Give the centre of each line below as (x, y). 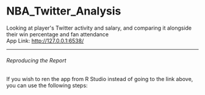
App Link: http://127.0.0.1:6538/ (45, 41)
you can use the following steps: (47, 85)
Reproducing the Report (36, 60)
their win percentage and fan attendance (57, 34)
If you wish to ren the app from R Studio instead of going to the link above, (100, 79)
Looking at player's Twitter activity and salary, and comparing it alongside (99, 28)
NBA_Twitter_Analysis (64, 11)
